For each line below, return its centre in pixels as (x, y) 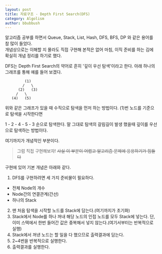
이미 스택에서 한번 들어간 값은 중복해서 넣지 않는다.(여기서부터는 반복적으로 (83, 223)
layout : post (18, 9)
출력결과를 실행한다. (31, 247)
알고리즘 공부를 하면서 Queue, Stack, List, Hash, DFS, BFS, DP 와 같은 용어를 (79, 37)
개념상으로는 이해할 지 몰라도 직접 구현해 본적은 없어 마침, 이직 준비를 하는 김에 (79, 50)
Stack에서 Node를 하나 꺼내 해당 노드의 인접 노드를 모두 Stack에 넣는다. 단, (83, 217)
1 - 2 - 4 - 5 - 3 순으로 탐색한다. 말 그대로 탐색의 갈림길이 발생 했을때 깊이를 (77, 124)
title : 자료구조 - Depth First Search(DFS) (48, 14)
